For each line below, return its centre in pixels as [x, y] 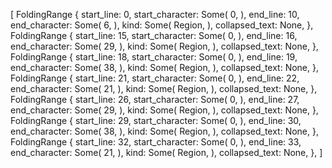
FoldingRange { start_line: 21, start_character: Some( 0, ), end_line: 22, [155, 78]
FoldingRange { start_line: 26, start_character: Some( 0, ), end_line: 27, [155, 99]
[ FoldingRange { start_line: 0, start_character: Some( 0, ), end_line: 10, [155, 14]
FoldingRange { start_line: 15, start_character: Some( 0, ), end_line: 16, [154, 35]
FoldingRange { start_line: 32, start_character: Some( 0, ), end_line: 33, [156, 142]
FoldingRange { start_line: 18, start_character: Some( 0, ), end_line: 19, [154, 57]
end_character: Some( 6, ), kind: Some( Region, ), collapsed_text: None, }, [162, 25]
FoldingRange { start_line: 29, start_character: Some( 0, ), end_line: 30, [156, 120]
